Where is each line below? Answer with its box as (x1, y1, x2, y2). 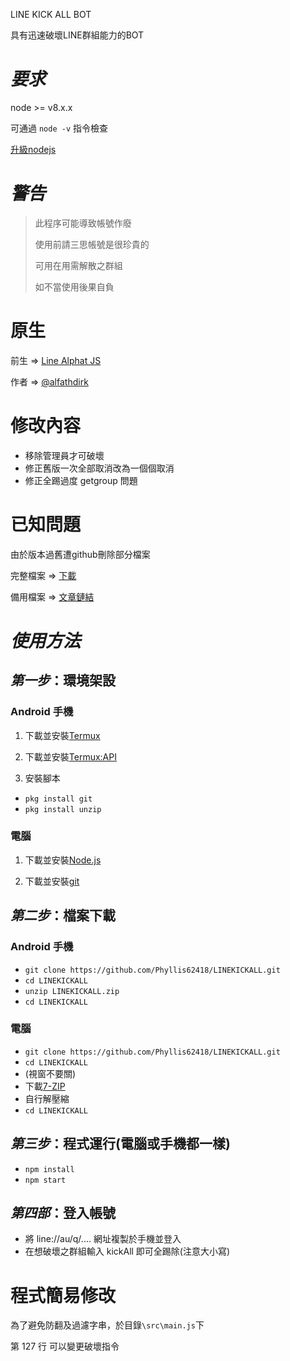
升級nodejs (10, 143, 57, 155)
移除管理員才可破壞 (24, 449, 105, 461)
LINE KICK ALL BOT (10, 9, 92, 20)
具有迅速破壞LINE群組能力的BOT (10, 29, 145, 41)
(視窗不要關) (24, 1067, 77, 1079)
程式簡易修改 (10, 1284, 117, 1307)
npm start (24, 1175, 67, 1185)
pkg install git (24, 794, 93, 804)
